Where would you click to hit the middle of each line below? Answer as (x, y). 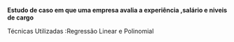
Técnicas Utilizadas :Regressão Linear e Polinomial (81, 31)
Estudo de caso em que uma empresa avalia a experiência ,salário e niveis (117, 10)
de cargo (20, 17)
